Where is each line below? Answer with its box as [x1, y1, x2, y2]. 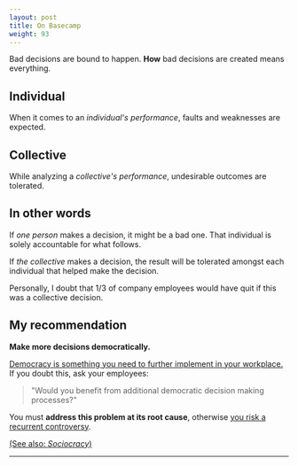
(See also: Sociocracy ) [9, 438, 92, 448]
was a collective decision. [9, 291, 104, 302]
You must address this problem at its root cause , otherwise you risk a [9, 411, 266, 422]
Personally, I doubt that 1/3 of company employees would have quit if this [9, 283, 277, 293]
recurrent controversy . [9, 421, 91, 431]
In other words [9, 206, 91, 221]
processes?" [30, 394, 77, 405]
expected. [9, 121, 46, 133]
